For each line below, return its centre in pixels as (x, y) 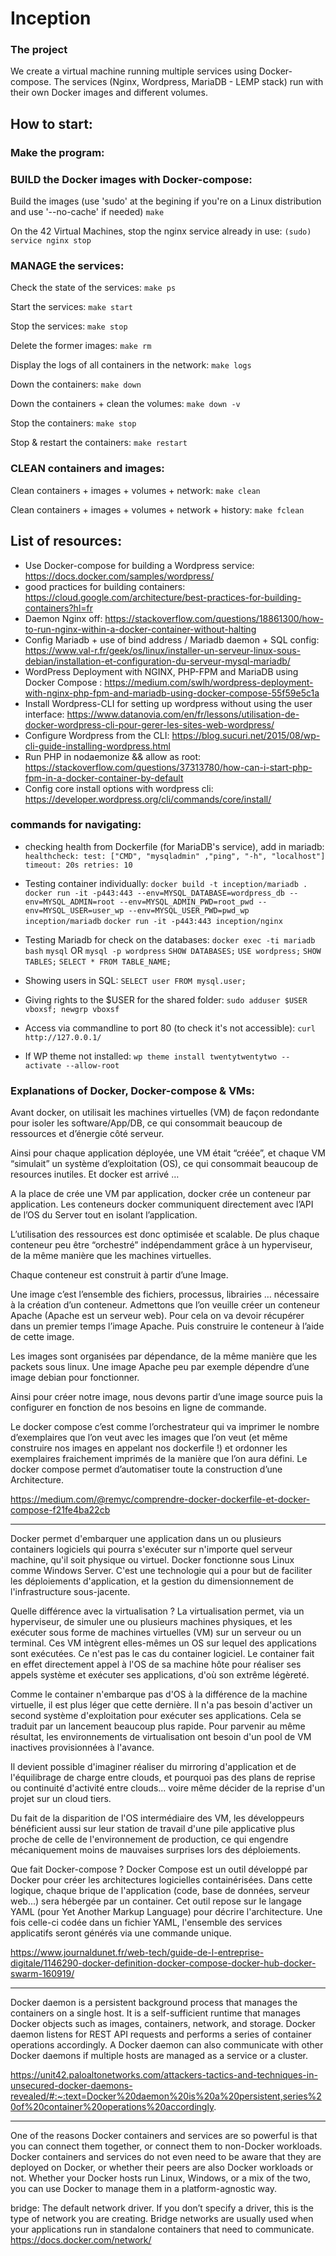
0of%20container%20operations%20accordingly (112, 2107)
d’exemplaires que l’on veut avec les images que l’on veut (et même (149, 1438)
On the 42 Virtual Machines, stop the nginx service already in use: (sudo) (161, 231)
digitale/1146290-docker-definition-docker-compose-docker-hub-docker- (163, 1963)
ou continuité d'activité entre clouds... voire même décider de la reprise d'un (167, 1788)
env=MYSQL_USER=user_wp (74, 910)
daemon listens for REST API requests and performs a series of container (161, 2034)
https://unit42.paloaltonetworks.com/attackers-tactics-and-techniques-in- (164, 2075)
